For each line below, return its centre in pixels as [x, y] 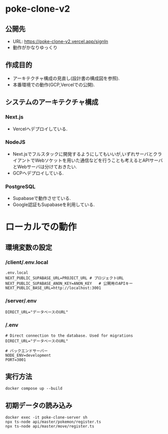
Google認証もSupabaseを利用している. [54, 205]
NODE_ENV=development [28, 355]
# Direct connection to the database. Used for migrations [69, 336]
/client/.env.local [27, 262]
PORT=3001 [16, 360]
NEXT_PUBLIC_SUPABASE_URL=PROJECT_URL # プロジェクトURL [65, 278]
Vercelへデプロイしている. [40, 129]
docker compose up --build [34, 389]
